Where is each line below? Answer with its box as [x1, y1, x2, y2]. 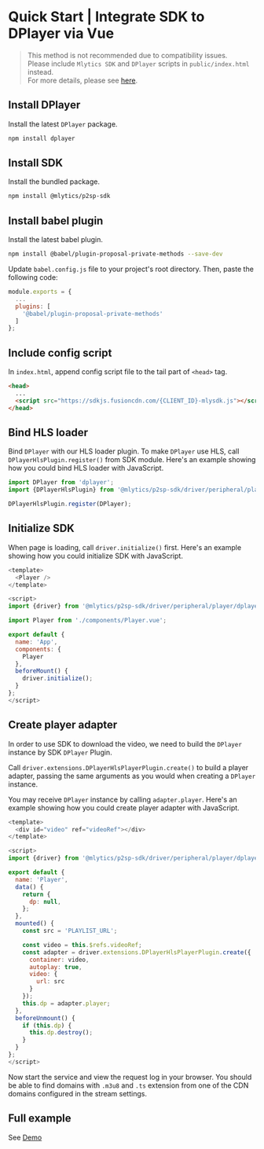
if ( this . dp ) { [22, 1022, 72, 1030]
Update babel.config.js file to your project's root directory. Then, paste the [8, 264, 254, 273]
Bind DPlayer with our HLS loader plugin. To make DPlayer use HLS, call [8, 446, 240, 456]
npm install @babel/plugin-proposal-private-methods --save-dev [8, 250, 223, 259]
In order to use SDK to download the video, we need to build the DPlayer [8, 739, 242, 748]
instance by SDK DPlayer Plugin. [8, 747, 112, 757]
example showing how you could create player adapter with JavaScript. [8, 802, 240, 813]
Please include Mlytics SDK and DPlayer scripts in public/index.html [27, 59, 250, 68]
